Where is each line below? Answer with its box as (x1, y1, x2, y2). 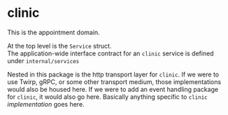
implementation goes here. (7, 100, 85, 108)
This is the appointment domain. (7, 28, 100, 36)
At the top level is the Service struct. (7, 41, 112, 50)
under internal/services (7, 56, 80, 65)
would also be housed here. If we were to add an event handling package (7, 85, 219, 93)
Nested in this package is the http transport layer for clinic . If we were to (7, 70, 219, 79)
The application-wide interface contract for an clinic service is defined (7, 49, 215, 57)
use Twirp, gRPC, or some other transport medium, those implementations (7, 77, 222, 86)
